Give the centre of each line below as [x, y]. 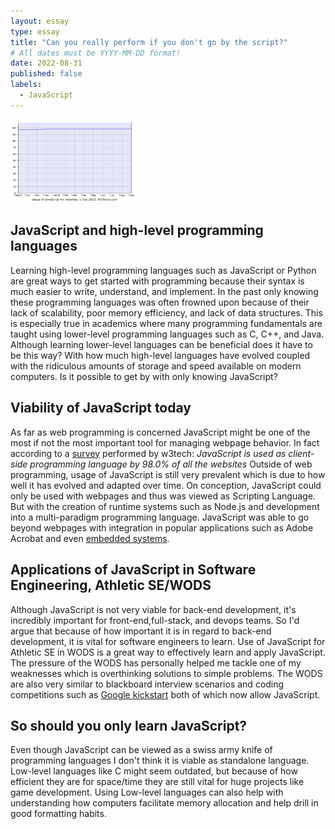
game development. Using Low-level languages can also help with [147, 792]
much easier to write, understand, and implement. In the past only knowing [164, 291]
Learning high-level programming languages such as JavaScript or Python [163, 270]
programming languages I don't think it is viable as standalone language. [160, 761]
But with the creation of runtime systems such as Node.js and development [165, 506]
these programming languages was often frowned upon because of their [160, 302]
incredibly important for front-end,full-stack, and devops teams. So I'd [155, 620]
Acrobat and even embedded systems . [90, 538]
